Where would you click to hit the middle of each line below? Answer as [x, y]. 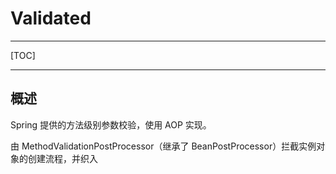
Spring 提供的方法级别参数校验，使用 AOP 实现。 [111, 124]
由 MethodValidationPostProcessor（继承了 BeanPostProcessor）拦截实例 [163, 146]
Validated [51, 18]
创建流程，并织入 [62, 158]
